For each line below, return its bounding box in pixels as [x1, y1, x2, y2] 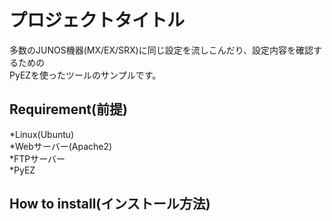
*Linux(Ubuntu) [9, 128, 75, 140]
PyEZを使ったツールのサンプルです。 [9, 69, 162, 81]
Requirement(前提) [9, 101, 128, 118]
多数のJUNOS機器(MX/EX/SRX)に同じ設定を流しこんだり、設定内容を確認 [9, 44, 314, 56]
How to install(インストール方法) [9, 196, 211, 213]
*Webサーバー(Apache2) [9, 140, 113, 152]
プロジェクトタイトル [9, 9, 186, 32]
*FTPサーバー [9, 152, 66, 165]
